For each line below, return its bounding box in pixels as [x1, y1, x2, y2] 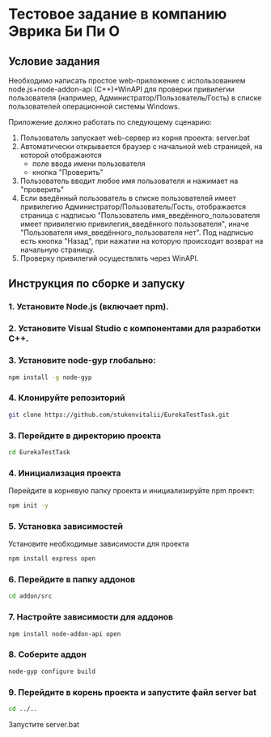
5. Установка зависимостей [8, 520, 124, 531]
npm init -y [8, 501, 49, 510]
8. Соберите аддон [8, 649, 87, 660]
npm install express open [8, 555, 95, 563]
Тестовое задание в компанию [8, 5, 227, 23]
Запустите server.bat [8, 719, 79, 729]
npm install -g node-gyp [8, 373, 92, 381]
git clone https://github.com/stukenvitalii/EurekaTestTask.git [8, 411, 230, 419]
